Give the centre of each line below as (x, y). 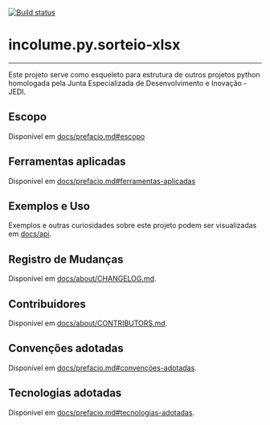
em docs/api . (30, 234)
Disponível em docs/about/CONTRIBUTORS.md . (88, 323)
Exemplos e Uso (49, 206)
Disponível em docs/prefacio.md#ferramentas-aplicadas (102, 181)
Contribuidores (47, 304)
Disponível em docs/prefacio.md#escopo (77, 136)
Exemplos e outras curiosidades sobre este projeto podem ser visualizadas (133, 226)
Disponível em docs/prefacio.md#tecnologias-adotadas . (102, 412)
